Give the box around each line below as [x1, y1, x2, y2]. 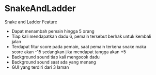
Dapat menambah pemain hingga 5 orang [11, 28, 95, 34]
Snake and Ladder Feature [4, 19, 58, 25]
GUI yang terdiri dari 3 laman [11, 64, 69, 70]
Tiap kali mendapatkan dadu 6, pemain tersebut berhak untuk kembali [11, 33, 151, 39]
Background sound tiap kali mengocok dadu [11, 54, 100, 60]
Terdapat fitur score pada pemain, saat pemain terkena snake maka [11, 44, 146, 49]
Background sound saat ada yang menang [11, 59, 96, 65]
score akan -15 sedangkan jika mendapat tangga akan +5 [11, 49, 126, 55]
